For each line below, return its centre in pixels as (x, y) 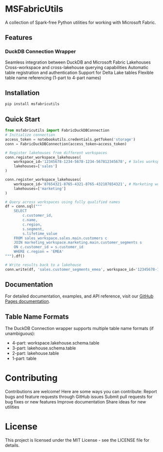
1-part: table (24, 359)
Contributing (31, 378)
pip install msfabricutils (32, 104)
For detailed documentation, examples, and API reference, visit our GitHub (79, 296)
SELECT (20, 211)
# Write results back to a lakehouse (43, 265)
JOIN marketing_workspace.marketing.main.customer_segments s (78, 243)
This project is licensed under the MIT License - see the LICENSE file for (77, 440)
